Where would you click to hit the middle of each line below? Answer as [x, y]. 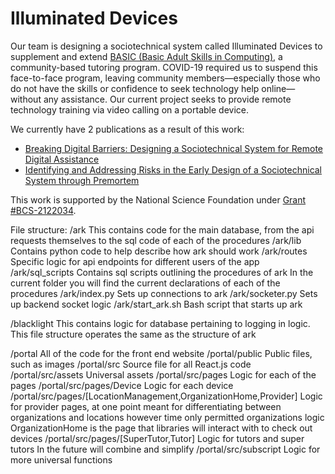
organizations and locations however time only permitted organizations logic [167, 417]
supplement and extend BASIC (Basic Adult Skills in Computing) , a [146, 56]
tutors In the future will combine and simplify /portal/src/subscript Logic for [165, 449]
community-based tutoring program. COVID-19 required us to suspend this [164, 67]
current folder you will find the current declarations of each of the [145, 283]
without [26, 99]
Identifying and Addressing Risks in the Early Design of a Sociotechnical [173, 169]
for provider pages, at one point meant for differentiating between [146, 406]
